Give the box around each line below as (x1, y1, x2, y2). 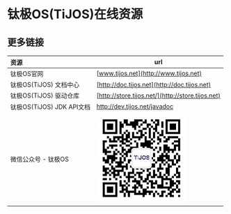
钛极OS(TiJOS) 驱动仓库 (10, 91, 80, 100)
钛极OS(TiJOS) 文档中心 (10, 81, 80, 89)
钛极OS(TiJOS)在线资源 (7, 6, 143, 22)
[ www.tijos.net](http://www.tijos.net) (96, 69, 202, 77)
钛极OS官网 (10, 69, 44, 77)
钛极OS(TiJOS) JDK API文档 (10, 102, 91, 111)
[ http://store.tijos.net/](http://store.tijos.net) (96, 91, 221, 100)
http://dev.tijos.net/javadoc (96, 102, 174, 110)
